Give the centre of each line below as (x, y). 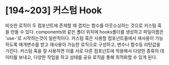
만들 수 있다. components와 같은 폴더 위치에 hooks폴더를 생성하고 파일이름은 (87, 31)
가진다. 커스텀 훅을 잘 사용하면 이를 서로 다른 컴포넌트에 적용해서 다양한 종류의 (82, 51)
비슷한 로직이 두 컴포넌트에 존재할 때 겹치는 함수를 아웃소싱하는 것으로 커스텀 (81, 25)
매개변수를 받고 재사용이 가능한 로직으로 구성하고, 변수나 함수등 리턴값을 (90, 44)
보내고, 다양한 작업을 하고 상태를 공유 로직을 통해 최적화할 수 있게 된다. (88, 57)
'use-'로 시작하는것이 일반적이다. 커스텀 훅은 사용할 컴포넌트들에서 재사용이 (80, 38)
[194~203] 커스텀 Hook (54, 10)
